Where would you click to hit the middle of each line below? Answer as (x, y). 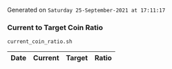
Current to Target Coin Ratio (55, 27)
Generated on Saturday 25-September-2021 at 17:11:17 (86, 10)
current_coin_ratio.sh (40, 42)
